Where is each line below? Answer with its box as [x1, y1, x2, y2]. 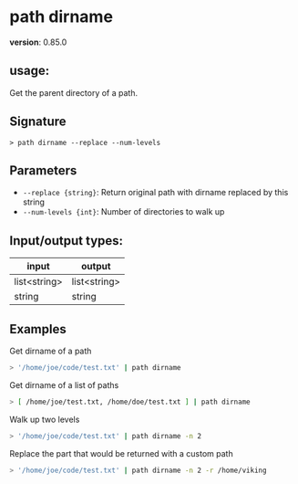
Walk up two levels [9, 414, 80, 425]
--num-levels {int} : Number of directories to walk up [22, 206, 225, 217]
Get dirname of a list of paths [9, 379, 119, 390]
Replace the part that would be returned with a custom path [9, 447, 234, 458]
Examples [9, 321, 67, 337]
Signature [9, 114, 67, 130]
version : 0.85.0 [9, 37, 67, 47]
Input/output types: [9, 233, 124, 248]
